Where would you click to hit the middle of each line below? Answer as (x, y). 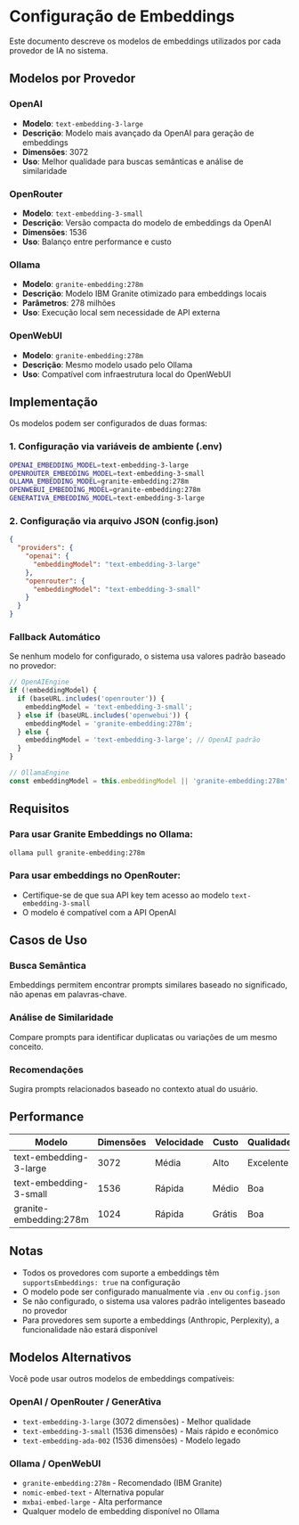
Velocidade (179, 1142)
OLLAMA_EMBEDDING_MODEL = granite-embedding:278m (99, 482)
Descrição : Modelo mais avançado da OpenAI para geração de (138, 133)
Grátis (225, 1214)
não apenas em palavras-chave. (68, 995)
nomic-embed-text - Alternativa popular (93, 1492)
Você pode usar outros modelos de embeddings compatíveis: (122, 1379)
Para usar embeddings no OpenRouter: (95, 875)
